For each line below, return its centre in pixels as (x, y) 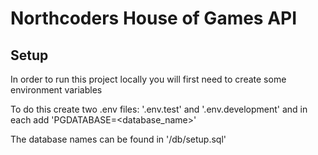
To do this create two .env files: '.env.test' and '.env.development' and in (159, 109)
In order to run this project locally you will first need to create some (148, 79)
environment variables (56, 90)
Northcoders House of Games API (154, 18)
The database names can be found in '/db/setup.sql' (118, 139)
